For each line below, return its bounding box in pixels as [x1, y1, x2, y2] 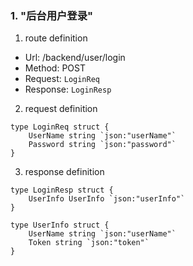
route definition [24, 32, 88, 44]
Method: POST [24, 62, 86, 74]
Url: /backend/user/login [24, 52, 126, 64]
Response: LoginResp [24, 83, 112, 96]
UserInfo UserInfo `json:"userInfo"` [28, 194, 186, 204]
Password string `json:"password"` [28, 140, 177, 150]
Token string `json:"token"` [28, 238, 150, 248]
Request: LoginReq [24, 73, 100, 85]
